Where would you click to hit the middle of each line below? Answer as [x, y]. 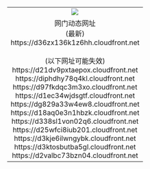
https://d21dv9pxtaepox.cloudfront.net [75, 70]
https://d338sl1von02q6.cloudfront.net [75, 121]
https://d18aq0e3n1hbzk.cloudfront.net [75, 112]
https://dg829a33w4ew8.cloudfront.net [75, 104]
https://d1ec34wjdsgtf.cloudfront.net [75, 95]
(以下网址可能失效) [75, 61]
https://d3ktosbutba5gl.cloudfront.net [75, 146]
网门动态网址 [75, 23]
